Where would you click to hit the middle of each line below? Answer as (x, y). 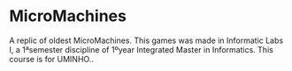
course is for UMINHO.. (52, 59)
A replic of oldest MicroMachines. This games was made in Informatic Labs (146, 40)
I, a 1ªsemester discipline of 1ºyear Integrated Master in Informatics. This (142, 49)
